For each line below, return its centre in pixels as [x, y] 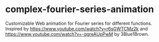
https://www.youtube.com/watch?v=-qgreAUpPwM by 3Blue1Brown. [77, 34]
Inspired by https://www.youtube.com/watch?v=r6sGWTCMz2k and [77, 28]
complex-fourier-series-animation [80, 9]
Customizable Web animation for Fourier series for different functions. [79, 23]
